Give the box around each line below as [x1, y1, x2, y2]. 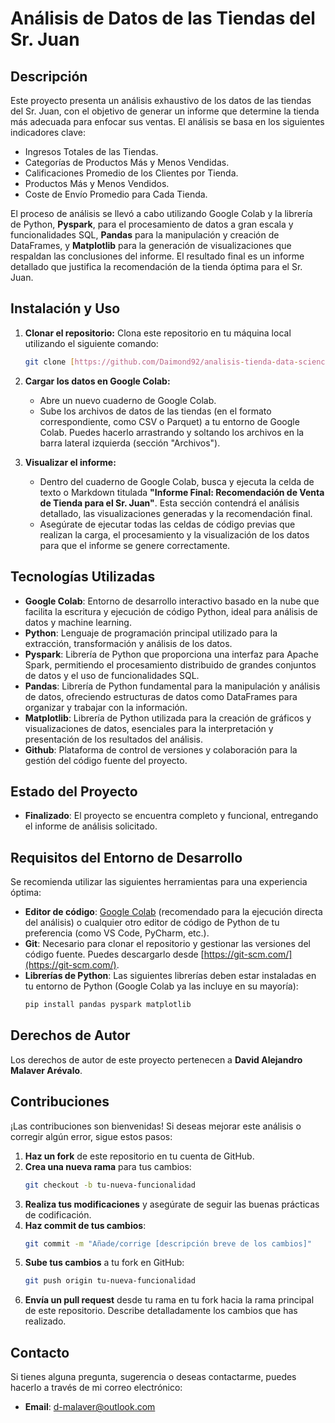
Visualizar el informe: [24, 456, 117, 468]
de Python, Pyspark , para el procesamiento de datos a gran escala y [10, 218, 294, 230]
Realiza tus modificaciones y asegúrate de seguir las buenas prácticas [24, 1198, 320, 1210]
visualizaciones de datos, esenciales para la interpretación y [24, 722, 274, 734]
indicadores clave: [10, 127, 86, 138]
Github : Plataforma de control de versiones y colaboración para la [24, 743, 298, 756]
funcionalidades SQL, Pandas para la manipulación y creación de [10, 229, 280, 241]
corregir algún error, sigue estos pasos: [10, 1130, 173, 1142]
